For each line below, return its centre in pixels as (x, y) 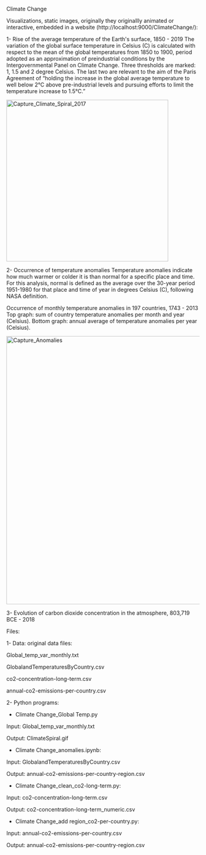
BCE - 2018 (21, 619)
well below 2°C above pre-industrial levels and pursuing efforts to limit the (100, 85)
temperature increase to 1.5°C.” (46, 91)
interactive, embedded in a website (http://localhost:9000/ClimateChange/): (102, 27)
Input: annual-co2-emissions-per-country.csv (64, 833)
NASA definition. (27, 296)
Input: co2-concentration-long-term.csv (57, 797)
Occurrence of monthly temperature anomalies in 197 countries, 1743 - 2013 (102, 308)
